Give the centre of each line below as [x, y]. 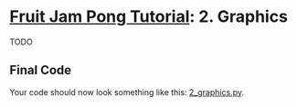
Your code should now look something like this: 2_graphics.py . [127, 92]
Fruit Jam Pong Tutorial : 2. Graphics [148, 17]
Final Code [41, 70]
